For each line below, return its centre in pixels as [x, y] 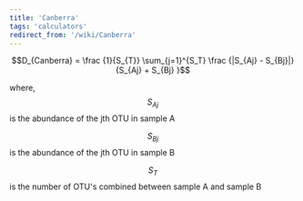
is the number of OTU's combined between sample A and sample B [136, 186]
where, [23, 88]
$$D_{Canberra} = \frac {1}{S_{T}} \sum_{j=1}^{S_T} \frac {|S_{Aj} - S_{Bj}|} [153, 61]
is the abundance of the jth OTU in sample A [92, 118]
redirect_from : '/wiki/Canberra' [73, 35]
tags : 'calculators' [49, 26]
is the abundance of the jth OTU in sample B [92, 152]
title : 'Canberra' [44, 18]
